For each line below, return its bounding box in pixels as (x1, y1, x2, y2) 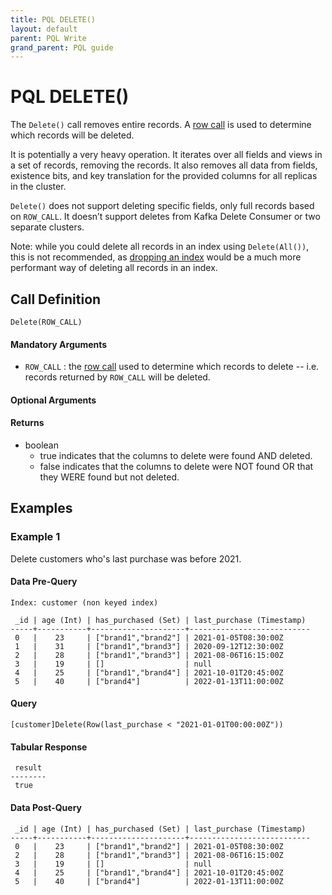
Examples (10, 500, 73, 517)
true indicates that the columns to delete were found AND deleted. (39, 450, 313, 461)
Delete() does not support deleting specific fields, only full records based (10, 200, 315, 212)
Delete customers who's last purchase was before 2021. (10, 552, 242, 565)
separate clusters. (10, 221, 85, 233)
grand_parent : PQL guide (10, 42, 114, 53)
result (14, 763, 43, 773)
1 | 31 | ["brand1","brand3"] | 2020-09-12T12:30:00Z (14, 641, 284, 651)
